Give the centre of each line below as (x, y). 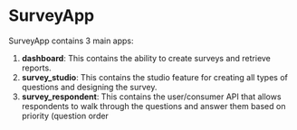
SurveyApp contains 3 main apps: (71, 41)
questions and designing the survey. (89, 87)
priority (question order (65, 116)
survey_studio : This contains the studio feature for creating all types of (155, 77)
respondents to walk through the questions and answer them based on (153, 106)
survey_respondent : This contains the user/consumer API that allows (151, 97)
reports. (36, 68)
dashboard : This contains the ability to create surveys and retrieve (146, 58)
